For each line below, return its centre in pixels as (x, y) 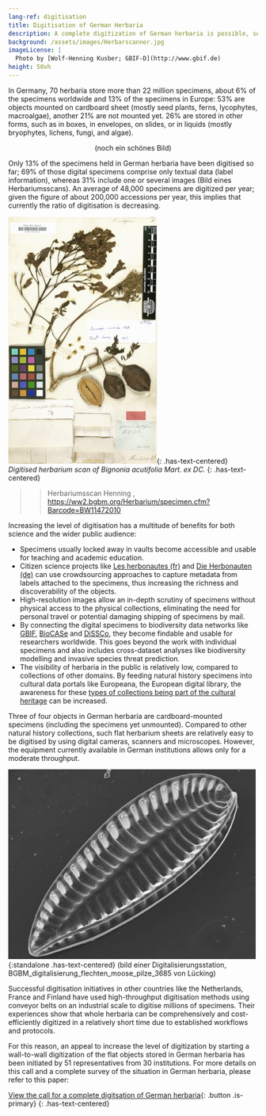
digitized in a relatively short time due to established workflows (145, 1022)
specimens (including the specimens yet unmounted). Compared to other (128, 724)
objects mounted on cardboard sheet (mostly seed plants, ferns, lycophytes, (133, 107)
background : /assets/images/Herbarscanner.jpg (86, 42)
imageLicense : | (35, 50)
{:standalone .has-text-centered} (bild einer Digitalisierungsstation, (118, 965)
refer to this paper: (39, 1080)
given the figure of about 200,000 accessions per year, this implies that (125, 197)
